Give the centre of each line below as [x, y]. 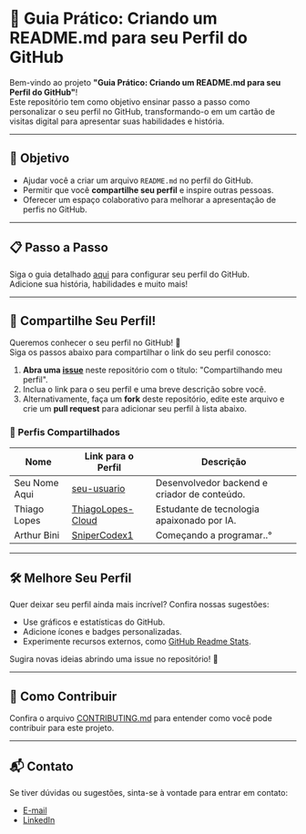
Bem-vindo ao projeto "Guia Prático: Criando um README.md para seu [145, 82]
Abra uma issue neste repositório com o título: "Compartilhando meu [153, 370]
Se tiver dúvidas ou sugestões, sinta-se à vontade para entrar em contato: [149, 793]
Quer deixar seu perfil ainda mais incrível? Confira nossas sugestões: [139, 605]
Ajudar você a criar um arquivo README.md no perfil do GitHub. [138, 180]
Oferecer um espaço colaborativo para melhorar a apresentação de [149, 199]
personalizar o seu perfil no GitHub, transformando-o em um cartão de [143, 111]
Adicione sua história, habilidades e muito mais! [99, 284]
